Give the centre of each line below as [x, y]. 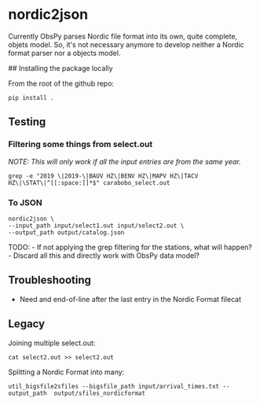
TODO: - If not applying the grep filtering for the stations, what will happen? [130, 247]
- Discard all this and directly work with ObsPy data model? [104, 255]
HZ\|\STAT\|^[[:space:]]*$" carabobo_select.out [89, 182]
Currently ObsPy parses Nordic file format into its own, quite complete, [123, 36]
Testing [27, 122]
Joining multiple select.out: [52, 343]
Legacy [27, 324]
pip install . [31, 98]
